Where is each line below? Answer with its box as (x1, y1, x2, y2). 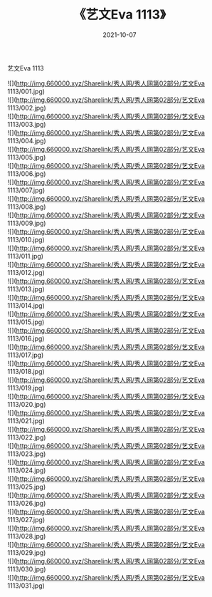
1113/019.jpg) (7, 383, 45, 392)
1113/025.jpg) (7, 482, 46, 491)
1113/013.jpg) (7, 284, 45, 293)
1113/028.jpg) (7, 531, 46, 540)
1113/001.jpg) (7, 87, 45, 95)
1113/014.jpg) (7, 301, 45, 310)
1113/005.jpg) (7, 152, 46, 161)
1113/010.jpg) (7, 235, 45, 244)
